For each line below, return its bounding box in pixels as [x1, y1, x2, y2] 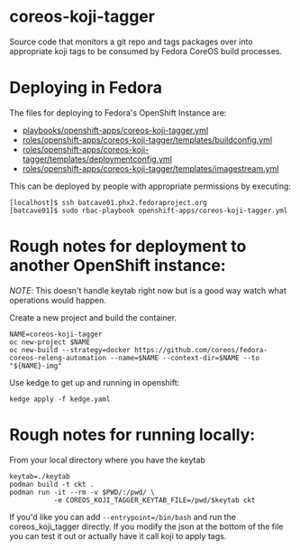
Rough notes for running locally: [9, 424, 256, 444]
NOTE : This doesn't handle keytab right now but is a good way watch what [9, 284, 286, 295]
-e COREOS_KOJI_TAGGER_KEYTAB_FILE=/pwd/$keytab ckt [53, 495, 256, 505]
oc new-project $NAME [9, 337, 91, 347]
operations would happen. [9, 294, 106, 305]
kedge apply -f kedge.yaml [9, 395, 111, 404]
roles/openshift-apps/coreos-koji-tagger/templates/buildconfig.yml [22, 134, 273, 145]
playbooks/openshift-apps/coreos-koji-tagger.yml [22, 125, 209, 135]
